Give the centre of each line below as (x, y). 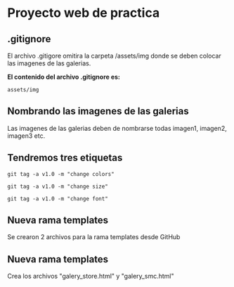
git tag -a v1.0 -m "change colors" (61, 174)
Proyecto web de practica (84, 13)
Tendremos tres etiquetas (65, 158)
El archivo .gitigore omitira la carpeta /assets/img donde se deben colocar (114, 56)
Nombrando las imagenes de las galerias (98, 111)
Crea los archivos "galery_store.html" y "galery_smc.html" (91, 276)
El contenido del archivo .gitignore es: (64, 77)
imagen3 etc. (26, 136)
